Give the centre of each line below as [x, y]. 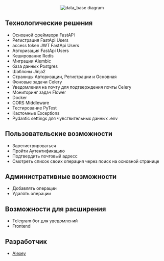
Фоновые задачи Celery [37, 82]
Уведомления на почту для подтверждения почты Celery [72, 87]
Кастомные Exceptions [36, 113]
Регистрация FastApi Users [40, 40]
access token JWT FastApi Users [46, 45]
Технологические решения [49, 23]
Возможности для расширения [56, 209]
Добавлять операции [35, 188]
